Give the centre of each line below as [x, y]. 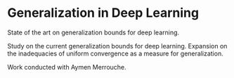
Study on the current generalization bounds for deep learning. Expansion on [117, 46]
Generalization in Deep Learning [103, 13]
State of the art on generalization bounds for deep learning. [93, 32]
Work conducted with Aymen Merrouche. [67, 67]
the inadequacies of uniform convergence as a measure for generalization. [115, 53]
